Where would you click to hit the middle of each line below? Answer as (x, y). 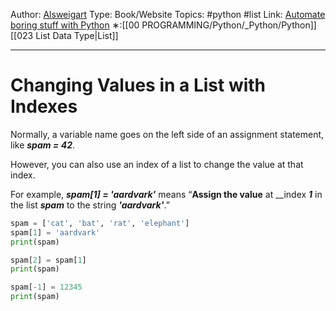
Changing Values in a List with (138, 85)
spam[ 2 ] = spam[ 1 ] (48, 260)
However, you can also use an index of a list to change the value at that (157, 164)
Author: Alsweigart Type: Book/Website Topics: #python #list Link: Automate (168, 14)
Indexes (44, 106)
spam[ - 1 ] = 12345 (46, 287)
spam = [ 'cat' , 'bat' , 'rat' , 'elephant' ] (100, 223)
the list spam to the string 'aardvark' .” (90, 205)
